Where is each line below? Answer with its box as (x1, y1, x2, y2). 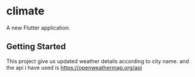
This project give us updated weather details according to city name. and (6, 57, 190, 64)
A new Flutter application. (6, 24, 70, 31)
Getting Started (6, 42, 66, 52)
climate (6, 4, 45, 18)
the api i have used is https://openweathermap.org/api (6, 64, 143, 71)
